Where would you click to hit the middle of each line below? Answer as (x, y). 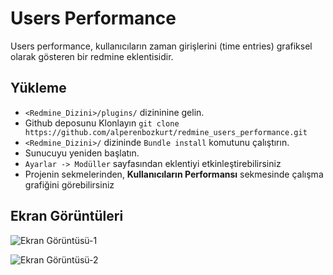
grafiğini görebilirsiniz (69, 184)
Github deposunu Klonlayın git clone (102, 123)
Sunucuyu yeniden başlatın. (82, 153)
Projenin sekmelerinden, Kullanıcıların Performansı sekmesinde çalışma (174, 174)
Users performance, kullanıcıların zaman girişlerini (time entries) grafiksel (161, 46)
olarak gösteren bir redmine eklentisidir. (92, 56)
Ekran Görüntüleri (67, 216)
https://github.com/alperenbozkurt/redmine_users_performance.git (166, 132)
